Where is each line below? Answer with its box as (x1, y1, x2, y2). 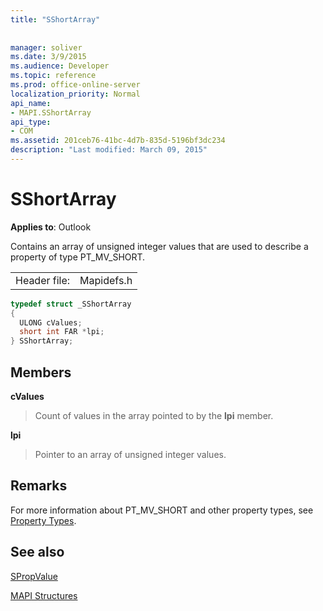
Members (10, 364, 72, 381)
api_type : (10, 117, 52, 127)
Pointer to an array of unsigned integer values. (34, 449, 227, 460)
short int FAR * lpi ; (19, 327, 105, 337)
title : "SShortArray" (10, 14, 101, 25)
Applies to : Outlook (10, 221, 92, 233)
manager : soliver (10, 42, 83, 53)
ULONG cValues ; (19, 317, 83, 328)
